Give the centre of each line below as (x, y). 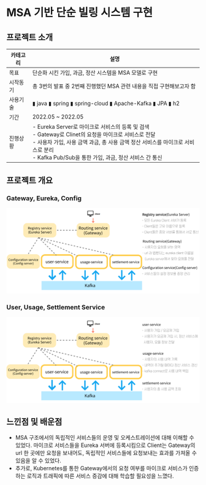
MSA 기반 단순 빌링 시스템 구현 (80, 13)
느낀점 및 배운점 (34, 422)
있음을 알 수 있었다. (38, 460)
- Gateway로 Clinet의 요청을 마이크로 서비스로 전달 (94, 134)
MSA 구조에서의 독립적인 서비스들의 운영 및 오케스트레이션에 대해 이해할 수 (105, 438)
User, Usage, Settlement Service (56, 307)
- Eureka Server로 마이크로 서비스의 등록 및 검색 (91, 126)
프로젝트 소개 (30, 37)
